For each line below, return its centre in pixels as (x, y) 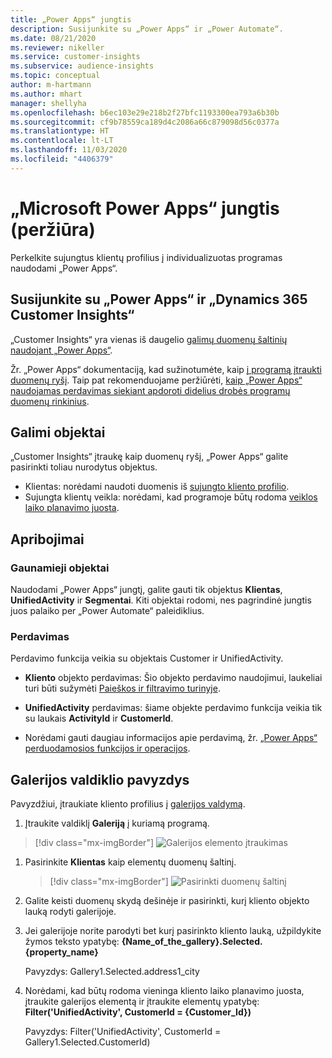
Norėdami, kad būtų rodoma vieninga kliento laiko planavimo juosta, (164, 991)
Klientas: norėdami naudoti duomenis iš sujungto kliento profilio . (157, 487)
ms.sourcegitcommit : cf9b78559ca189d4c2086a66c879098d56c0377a (145, 122)
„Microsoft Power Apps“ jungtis (145, 208)
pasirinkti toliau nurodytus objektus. (84, 467)
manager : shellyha (48, 103)
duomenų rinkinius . (50, 401)
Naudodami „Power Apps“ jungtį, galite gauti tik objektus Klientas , (146, 589)
